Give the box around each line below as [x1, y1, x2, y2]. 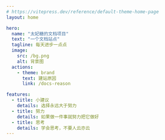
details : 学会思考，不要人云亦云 [17, 125, 90, 131]
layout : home [6, 14, 39, 20]
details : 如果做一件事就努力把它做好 [17, 114, 99, 120]
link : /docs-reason [22, 81, 71, 87]
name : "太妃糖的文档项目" [11, 31, 69, 36]
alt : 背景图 [17, 58, 44, 65]
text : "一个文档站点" [11, 36, 60, 42]
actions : [11, 64, 33, 70]
